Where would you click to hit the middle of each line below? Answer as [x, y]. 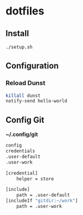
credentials [20, 151]
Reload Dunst [25, 83]
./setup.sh [19, 47]
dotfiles [25, 11]
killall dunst [23, 95]
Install [17, 33]
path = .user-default [43, 195]
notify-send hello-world [36, 101]
